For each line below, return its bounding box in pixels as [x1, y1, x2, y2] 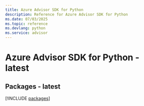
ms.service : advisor [5, 30, 48, 35]
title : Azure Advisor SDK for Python [5, 7, 84, 12]
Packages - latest [5, 82, 61, 91]
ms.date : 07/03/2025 [5, 16, 48, 21]
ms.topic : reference [5, 21, 48, 26]
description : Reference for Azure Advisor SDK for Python [5, 12, 128, 17]
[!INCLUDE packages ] [5, 96, 50, 101]
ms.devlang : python [5, 26, 46, 31]
